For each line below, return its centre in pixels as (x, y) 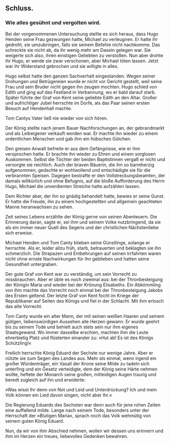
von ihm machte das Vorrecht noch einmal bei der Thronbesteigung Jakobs (84, 290)
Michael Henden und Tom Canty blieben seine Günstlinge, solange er (78, 242)
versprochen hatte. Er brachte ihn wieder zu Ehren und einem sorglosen (80, 154)
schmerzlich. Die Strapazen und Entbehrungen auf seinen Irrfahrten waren (83, 253)
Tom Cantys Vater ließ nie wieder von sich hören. (57, 118)
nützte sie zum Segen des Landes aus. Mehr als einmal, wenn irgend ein (81, 358)
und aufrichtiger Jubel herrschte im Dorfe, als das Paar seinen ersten (78, 103)
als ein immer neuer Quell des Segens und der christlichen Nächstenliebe (82, 227)
